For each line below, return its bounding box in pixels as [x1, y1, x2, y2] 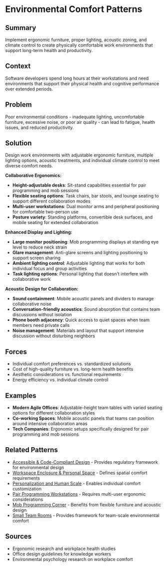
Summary [5, 24, 36, 32]
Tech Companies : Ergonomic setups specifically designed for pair [12, 426, 149, 432]
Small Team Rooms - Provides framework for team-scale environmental [12, 512, 160, 518]
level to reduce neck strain [12, 244, 67, 250]
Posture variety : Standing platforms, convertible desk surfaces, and [12, 214, 153, 220]
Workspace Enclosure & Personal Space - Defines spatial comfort [12, 470, 148, 476]
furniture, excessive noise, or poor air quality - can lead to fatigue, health [5, 119, 156, 125]
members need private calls [12, 322, 70, 328]
